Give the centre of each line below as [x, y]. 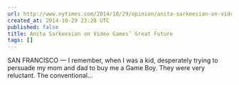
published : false [33, 27]
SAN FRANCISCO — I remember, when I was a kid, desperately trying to [113, 60]
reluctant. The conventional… [51, 76]
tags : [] [20, 40]
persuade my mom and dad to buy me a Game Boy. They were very [106, 68]
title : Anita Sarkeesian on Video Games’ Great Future [90, 34]
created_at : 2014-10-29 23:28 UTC [59, 21]
